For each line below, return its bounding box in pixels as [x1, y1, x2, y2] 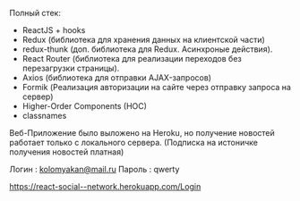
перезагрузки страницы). [21, 63, 120, 73]
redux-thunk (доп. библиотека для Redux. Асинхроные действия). [21, 44, 273, 54]
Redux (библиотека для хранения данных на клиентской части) [21, 35, 266, 45]
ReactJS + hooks [21, 25, 86, 35]
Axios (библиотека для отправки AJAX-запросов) [21, 72, 212, 83]
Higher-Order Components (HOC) [21, 101, 148, 111]
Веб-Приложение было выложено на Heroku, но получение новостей [9, 128, 275, 138]
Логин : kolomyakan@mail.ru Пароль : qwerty [9, 164, 180, 174]
